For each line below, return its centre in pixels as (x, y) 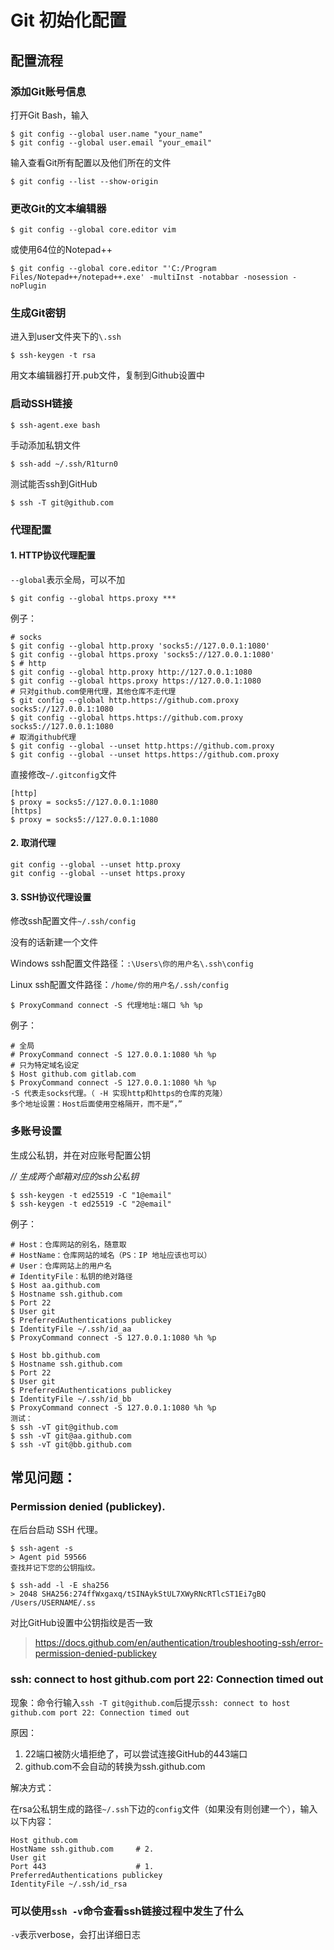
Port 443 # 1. (82, 1866)
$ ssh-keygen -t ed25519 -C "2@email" (91, 1204)
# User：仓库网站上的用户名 (61, 1266)
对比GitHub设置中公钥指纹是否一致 (81, 1623)
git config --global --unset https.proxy (98, 874)
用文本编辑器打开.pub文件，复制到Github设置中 (107, 375)
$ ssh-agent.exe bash (55, 425)
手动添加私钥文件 (45, 445)
